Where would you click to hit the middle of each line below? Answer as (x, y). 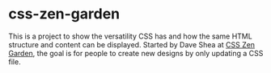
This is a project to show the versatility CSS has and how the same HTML (130, 36)
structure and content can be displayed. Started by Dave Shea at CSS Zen (132, 44)
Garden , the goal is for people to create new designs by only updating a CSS (136, 53)
